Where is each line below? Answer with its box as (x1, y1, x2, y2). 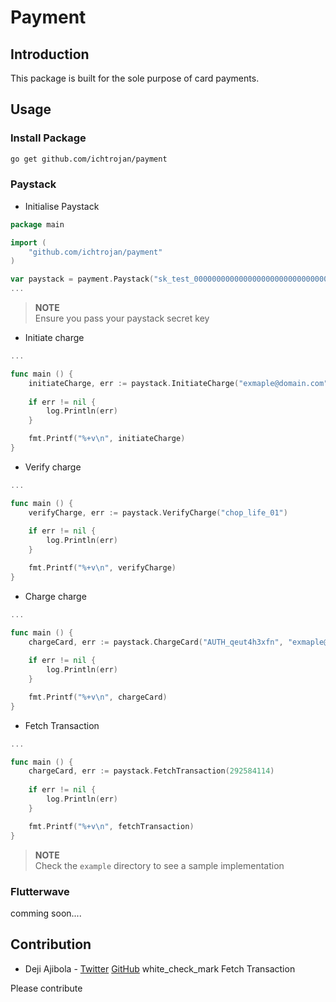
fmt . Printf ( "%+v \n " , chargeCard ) (28, 692, 168, 702)
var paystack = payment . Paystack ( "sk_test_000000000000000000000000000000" (10, 274, 333, 285)
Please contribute (10, 982, 83, 994)
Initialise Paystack (24, 200, 100, 212)
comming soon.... (10, 907, 82, 919)
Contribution (10, 936, 92, 953)
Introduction (10, 46, 90, 63)
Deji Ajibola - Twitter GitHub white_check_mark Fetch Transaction (24, 962, 296, 975)
